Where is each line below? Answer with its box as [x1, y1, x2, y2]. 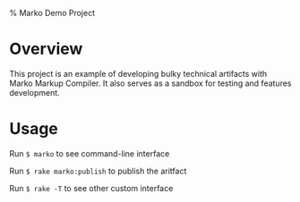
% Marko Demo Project [9, 8, 96, 18]
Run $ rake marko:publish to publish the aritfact [9, 165, 187, 176]
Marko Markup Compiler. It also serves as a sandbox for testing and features [9, 78, 292, 88]
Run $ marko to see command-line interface [9, 147, 170, 159]
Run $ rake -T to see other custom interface [9, 182, 174, 193]
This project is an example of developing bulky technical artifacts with [9, 68, 268, 79]
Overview [9, 39, 83, 59]
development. [9, 87, 60, 97]
